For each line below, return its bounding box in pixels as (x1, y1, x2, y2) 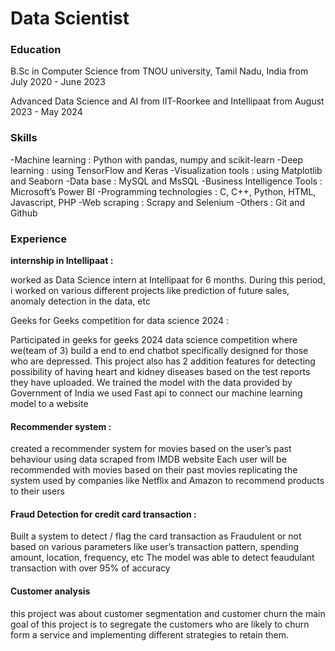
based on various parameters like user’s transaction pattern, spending (10, 541, 300, 553)
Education (10, 43, 62, 57)
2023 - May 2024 (10, 106, 83, 118)
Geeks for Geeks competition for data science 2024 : (10, 315, 230, 327)
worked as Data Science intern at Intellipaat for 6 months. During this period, (10, 274, 326, 286)
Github (10, 207, 38, 219)
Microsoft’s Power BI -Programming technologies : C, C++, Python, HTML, (10, 185, 317, 197)
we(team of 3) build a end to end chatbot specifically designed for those (10, 345, 309, 357)
